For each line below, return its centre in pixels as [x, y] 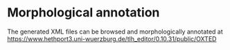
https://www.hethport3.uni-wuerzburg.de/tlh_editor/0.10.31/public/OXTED [112, 38]
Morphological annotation [83, 13]
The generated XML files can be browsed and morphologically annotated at [115, 32]
